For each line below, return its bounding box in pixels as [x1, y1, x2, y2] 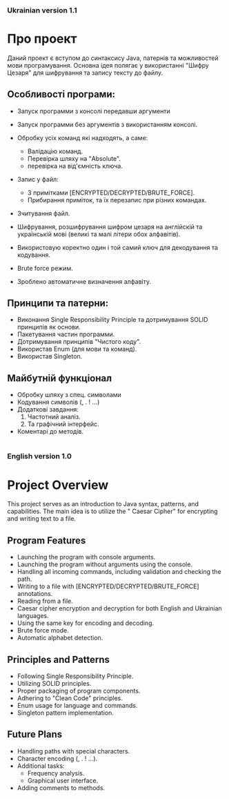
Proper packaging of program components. [17, 686, 141, 695]
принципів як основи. [17, 323, 81, 331]
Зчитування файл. [17, 209, 70, 218]
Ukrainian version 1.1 [7, 6, 77, 15]
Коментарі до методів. [17, 427, 84, 436]
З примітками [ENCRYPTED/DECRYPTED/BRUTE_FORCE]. [27, 189, 195, 197]
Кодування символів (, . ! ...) [17, 398, 100, 406]
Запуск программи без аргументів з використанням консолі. [17, 120, 198, 128]
